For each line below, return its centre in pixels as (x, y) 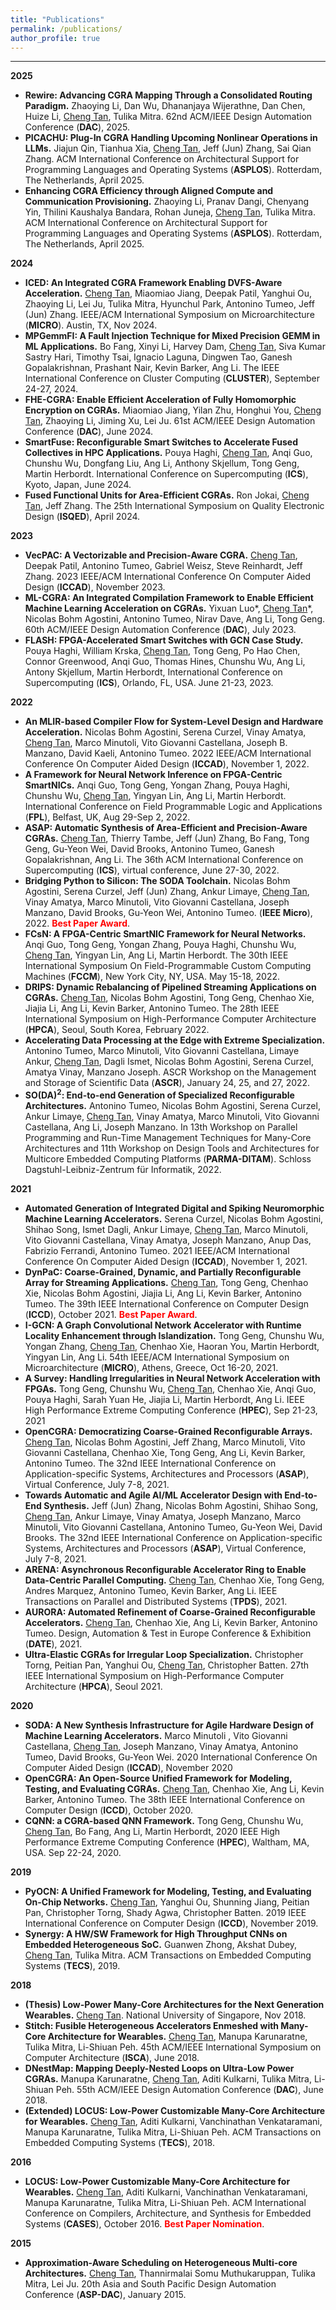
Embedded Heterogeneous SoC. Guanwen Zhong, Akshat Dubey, (161, 1945)
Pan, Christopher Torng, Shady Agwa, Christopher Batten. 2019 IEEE (165, 1913)
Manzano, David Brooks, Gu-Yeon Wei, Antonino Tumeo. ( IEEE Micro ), (168, 913)
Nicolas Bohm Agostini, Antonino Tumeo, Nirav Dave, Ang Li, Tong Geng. (175, 619)
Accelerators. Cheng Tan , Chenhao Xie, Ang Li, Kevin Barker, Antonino (171, 1623)
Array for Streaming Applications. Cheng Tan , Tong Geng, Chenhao (166, 1283)
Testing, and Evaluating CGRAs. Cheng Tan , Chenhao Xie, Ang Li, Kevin (174, 1789)
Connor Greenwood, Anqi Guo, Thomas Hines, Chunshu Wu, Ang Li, (165, 662)
